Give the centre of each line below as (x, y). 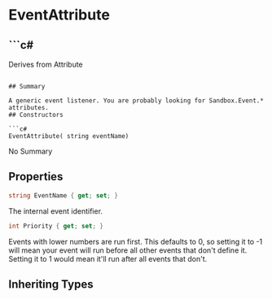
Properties (36, 177)
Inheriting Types (51, 284)
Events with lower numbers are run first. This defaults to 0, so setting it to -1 (136, 241)
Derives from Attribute (46, 64)
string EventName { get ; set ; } (63, 195)
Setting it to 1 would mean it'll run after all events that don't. (108, 258)
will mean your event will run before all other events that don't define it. (128, 250)
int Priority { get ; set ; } (56, 226)
